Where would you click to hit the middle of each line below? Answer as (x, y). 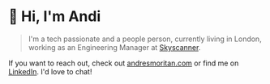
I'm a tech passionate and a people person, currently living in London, (145, 39)
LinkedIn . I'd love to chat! (50, 71)
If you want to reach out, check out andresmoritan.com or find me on (124, 63)
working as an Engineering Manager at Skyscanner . (114, 47)
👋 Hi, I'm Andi (55, 17)
